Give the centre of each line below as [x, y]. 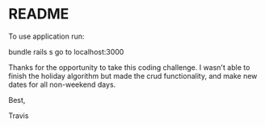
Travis [19, 115]
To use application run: [46, 36]
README [39, 14]
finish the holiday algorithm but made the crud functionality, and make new [133, 76]
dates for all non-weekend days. [62, 84]
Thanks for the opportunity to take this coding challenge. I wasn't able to [129, 67]
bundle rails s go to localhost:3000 [66, 51]
